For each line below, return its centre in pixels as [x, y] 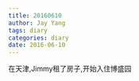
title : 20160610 [35, 15]
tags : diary [28, 30]
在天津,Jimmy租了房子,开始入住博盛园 [70, 69]
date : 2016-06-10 [37, 45]
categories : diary [39, 38]
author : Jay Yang [37, 23]
